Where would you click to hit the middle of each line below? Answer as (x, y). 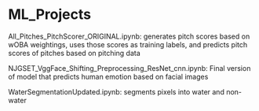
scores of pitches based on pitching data (75, 53)
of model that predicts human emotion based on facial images (108, 76)
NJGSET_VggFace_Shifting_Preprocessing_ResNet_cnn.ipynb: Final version (129, 68)
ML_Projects (50, 15)
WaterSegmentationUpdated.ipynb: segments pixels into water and (117, 91)
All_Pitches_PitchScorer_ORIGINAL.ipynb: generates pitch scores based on (129, 36)
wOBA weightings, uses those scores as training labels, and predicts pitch (128, 44)
